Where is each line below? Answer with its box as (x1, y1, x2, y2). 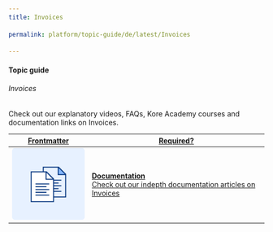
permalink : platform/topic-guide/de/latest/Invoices (8, 30, 191, 38)
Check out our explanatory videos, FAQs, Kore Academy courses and (8, 109, 240, 119)
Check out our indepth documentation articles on (92, 180, 256, 190)
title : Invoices (8, 13, 63, 21)
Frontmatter (28, 135, 69, 146)
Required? (158, 135, 195, 146)
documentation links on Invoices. (8, 118, 119, 128)
